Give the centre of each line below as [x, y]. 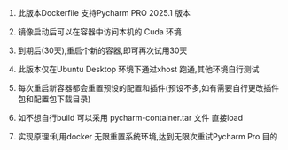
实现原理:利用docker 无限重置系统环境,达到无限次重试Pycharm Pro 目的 [148, 136]
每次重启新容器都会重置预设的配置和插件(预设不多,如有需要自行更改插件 [148, 88]
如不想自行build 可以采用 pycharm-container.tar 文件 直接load [130, 118]
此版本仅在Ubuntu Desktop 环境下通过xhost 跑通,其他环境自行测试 [138, 69]
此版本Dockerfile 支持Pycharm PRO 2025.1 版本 [104, 13]
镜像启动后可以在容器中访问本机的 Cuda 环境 [99, 32]
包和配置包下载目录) [54, 99]
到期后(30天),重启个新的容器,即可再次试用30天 [102, 50]
